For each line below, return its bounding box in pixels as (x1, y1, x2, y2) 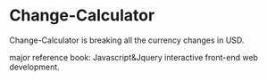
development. (9, 61, 60, 72)
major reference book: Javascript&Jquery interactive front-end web (9, 52, 259, 62)
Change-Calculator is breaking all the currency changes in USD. (9, 35, 245, 45)
